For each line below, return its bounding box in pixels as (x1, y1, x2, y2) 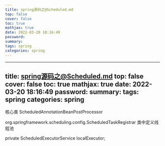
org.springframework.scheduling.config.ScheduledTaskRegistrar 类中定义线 (5, 120, 159, 125)
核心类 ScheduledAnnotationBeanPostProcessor (5, 109, 103, 115)
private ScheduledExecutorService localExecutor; (5, 135, 106, 141)
